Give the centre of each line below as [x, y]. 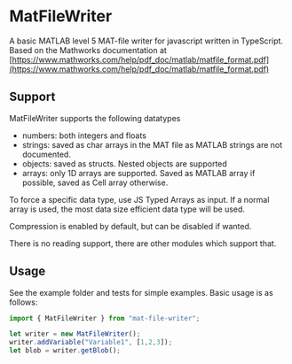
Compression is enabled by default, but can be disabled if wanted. [130, 226]
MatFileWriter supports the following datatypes [95, 118]
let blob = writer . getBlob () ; [65, 351]
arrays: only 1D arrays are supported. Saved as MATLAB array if [138, 173]
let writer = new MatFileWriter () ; [75, 334]
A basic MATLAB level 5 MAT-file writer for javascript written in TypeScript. [146, 41]
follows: [24, 302]
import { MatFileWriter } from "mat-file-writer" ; [105, 318]
